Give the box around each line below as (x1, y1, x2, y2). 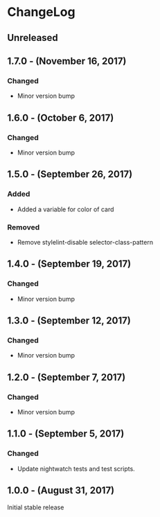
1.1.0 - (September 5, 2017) (7, 428, 125, 440)
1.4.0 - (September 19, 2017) (7, 258, 132, 270)
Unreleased (7, 32, 59, 44)
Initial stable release (7, 503, 64, 511)
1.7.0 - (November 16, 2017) (7, 55, 127, 67)
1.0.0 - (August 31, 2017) (7, 484, 115, 496)
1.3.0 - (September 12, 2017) (7, 315, 132, 326)
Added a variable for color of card (17, 205, 114, 213)
